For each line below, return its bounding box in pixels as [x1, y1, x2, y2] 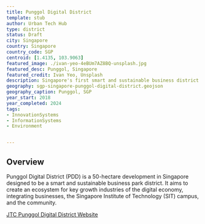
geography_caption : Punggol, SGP [6, 89, 92, 95]
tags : [6, 106, 20, 112]
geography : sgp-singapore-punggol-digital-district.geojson [6, 83, 164, 90]
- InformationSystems [6, 117, 62, 123]
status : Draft [6, 32, 43, 38]
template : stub [6, 15, 45, 21]
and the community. [6, 199, 57, 206]
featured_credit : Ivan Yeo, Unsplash [6, 72, 103, 78]
